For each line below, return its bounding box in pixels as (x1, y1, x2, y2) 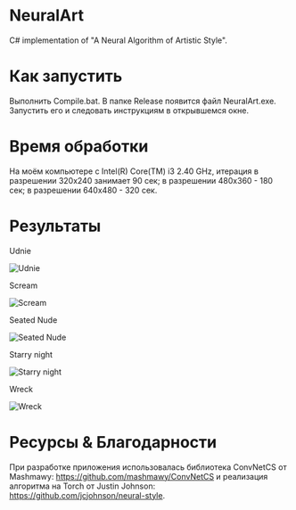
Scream (9, 280, 38, 291)
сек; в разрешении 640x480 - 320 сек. (9, 185, 158, 195)
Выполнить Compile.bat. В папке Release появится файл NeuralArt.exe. (9, 95, 276, 106)
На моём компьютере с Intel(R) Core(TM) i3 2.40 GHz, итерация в (9, 166, 259, 177)
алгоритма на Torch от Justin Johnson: (9, 481, 156, 491)
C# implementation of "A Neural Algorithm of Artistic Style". (9, 35, 227, 45)
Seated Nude (9, 314, 58, 325)
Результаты (9, 216, 102, 236)
